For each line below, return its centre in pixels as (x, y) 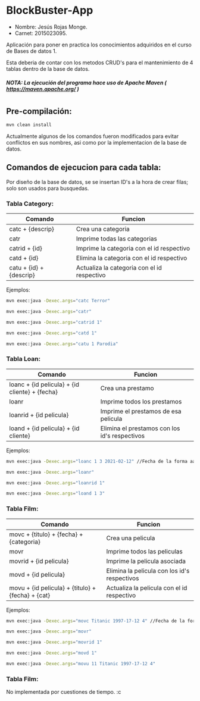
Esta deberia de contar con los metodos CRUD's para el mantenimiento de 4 (100, 62)
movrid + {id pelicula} (39, 561)
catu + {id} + (26, 268)
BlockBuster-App (50, 10)
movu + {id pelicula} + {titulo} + (53, 588)
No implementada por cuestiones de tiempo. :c (64, 692)
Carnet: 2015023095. (41, 33)
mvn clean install (29, 125)
